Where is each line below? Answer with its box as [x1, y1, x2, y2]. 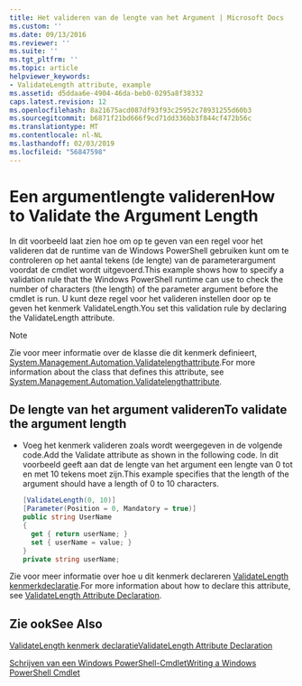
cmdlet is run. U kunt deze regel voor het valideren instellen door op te [9, 292, 271, 303]
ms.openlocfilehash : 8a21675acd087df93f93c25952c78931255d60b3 [9, 106, 252, 115]
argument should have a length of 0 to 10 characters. [22, 478, 219, 489]
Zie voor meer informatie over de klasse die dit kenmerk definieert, [9, 347, 258, 357]
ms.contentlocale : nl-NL [9, 131, 103, 140]
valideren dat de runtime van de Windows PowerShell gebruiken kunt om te [9, 245, 289, 255]
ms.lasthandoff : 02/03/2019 [9, 139, 115, 148]
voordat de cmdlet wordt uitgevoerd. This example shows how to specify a [9, 264, 285, 275]
